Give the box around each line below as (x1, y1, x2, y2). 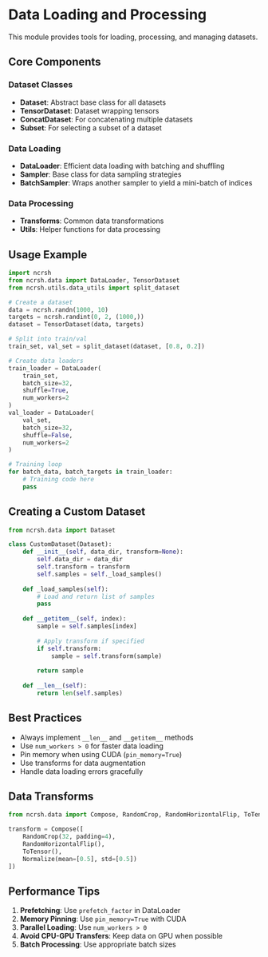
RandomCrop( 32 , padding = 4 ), (22, 833, 116, 841)
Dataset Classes (8, 79, 73, 90)
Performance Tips (8, 884, 100, 898)
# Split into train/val (8, 335, 88, 343)
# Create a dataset (8, 298, 73, 306)
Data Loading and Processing (8, 6, 207, 24)
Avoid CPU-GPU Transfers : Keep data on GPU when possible (19, 931, 223, 941)
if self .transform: (37, 644, 102, 652)
